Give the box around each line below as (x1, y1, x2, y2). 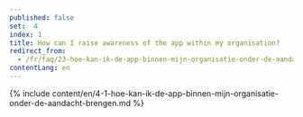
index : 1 (9, 30, 42, 39)
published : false (9, 13, 75, 22)
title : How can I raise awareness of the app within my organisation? (9, 38, 280, 48)
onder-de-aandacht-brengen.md (9, 97, 132, 108)
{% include (9, 87, 50, 99)
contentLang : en (9, 64, 70, 73)
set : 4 (9, 22, 39, 31)
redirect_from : (9, 47, 67, 56)
